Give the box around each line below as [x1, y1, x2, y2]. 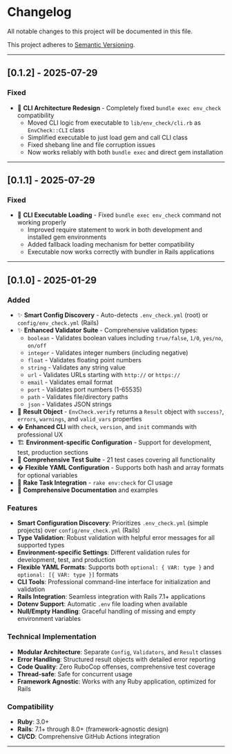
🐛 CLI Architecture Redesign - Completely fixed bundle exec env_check [17, 103, 222, 112]
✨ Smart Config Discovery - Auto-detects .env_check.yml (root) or [17, 311, 209, 319]
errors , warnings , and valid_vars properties [17, 415, 142, 423]
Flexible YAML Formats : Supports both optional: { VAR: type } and [17, 563, 214, 572]
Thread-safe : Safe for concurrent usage [17, 669, 133, 678]
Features [7, 503, 38, 513]
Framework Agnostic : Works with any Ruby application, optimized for [17, 677, 216, 685]
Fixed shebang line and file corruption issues [27, 140, 155, 149]
